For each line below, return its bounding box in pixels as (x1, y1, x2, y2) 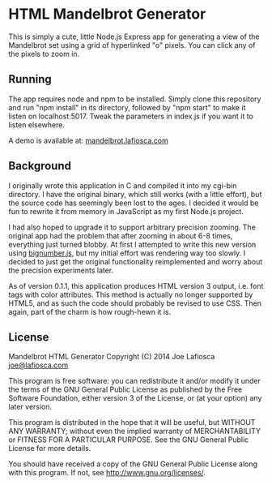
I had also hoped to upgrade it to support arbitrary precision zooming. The (8, 222, 257, 232)
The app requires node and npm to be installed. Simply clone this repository (8, 94, 261, 104)
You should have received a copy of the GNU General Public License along (8, 459, 257, 469)
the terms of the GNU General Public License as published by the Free (8, 384, 243, 394)
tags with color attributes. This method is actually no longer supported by (8, 290, 253, 299)
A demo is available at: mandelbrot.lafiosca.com (8, 135, 168, 145)
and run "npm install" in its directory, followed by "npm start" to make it (8, 102, 246, 112)
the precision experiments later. (8, 265, 114, 275)
